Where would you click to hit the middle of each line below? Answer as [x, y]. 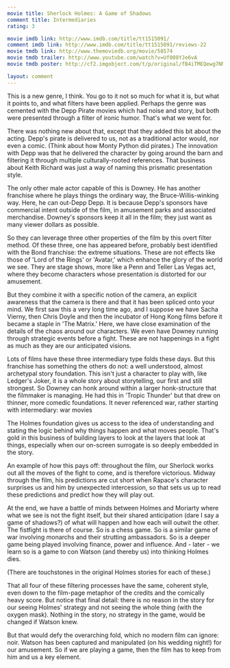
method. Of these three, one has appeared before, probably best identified [112, 245]
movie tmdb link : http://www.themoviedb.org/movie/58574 [90, 51]
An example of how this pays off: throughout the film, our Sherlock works [111, 465]
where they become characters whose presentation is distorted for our [107, 274]
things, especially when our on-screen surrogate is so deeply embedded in [113, 445]
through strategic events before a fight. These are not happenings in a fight [113, 338]
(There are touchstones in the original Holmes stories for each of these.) [109, 572]
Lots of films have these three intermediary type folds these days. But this [111, 359]
